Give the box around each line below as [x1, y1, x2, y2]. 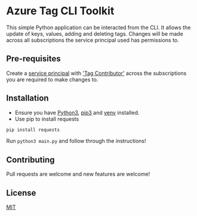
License [6, 187, 36, 198]
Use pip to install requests [14, 115, 79, 123]
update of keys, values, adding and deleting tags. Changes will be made [6, 30, 183, 37]
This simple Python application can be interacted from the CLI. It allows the [6, 24, 191, 31]
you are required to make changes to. [6, 76, 98, 83]
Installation [6, 93, 49, 104]
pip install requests [6, 127, 60, 133]
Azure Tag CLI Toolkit [6, 4, 115, 18]
